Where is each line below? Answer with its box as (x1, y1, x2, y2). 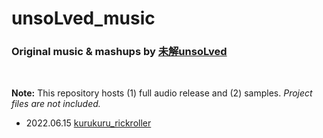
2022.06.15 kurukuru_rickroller (25, 117, 152, 129)
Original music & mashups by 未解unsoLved (11, 45, 228, 59)
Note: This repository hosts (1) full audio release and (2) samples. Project (11, 87, 313, 99)
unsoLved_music (11, 7, 156, 30)
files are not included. (11, 98, 101, 110)
